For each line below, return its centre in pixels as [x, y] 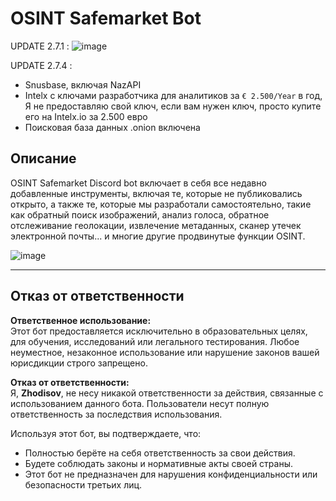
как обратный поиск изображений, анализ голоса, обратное [140, 214]
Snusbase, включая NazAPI [83, 84]
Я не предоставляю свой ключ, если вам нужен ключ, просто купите [173, 106]
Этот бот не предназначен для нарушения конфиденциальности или [171, 474]
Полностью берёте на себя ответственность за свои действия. [160, 453]
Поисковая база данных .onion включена [112, 127]
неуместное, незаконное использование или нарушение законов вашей [165, 352]
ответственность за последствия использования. [116, 414]
